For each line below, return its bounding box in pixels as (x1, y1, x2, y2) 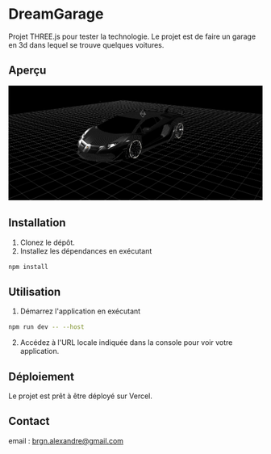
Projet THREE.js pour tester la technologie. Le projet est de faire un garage (8, 32, 256, 41)
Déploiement (8, 369, 75, 384)
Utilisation (8, 284, 61, 299)
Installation (8, 216, 66, 230)
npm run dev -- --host (8, 323, 85, 331)
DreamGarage (8, 5, 104, 23)
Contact (8, 414, 50, 428)
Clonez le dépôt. (19, 238, 75, 247)
